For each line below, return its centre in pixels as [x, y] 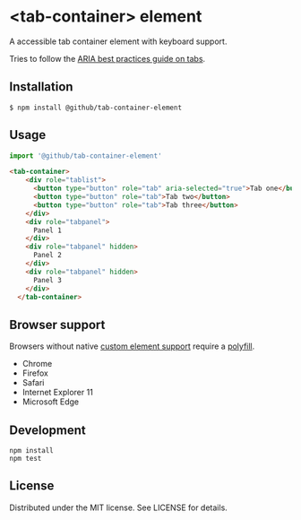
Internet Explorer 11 [58, 393]
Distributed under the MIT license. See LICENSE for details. [119, 507]
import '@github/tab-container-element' [86, 156]
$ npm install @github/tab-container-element [95, 108]
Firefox [35, 373]
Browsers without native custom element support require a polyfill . [132, 346]
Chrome [37, 364]
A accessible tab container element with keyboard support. [118, 41]
